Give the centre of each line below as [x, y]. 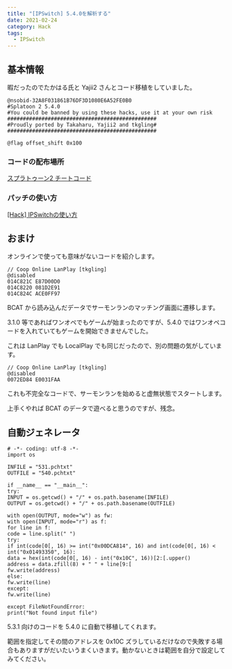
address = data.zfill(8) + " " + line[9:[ [69, 564]
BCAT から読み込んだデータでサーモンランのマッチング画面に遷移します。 [113, 308]
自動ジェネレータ [44, 432]
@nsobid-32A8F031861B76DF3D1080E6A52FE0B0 [69, 100]
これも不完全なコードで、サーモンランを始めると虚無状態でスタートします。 [116, 394]
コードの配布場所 [36, 162]
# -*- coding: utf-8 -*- [43, 449]
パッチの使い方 [32, 198]
